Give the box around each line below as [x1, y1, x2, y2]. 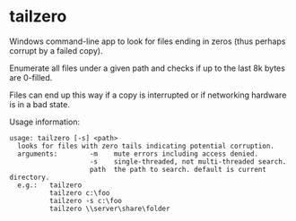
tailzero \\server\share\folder [48, 204, 170, 213]
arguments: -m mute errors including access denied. [17, 149, 258, 158]
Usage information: [9, 116, 81, 127]
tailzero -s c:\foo [48, 196, 123, 205]
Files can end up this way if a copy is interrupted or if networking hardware [9, 89, 287, 100]
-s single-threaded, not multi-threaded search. [89, 157, 287, 166]
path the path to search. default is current [89, 165, 267, 174]
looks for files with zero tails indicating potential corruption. [17, 141, 275, 150]
